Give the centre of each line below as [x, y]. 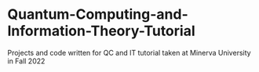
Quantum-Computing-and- [98, 14]
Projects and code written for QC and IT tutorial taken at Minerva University [129, 52]
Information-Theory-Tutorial [101, 31]
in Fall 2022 [26, 61]
